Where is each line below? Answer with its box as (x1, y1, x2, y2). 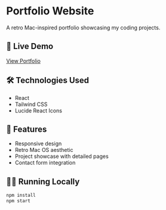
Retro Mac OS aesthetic (14, 147, 73, 154)
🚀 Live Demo (6, 41, 54, 51)
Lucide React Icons (14, 106, 63, 114)
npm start (6, 198, 31, 204)
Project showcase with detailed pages (14, 153, 109, 160)
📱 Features (6, 124, 47, 134)
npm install (6, 193, 36, 199)
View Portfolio (6, 57, 41, 64)
